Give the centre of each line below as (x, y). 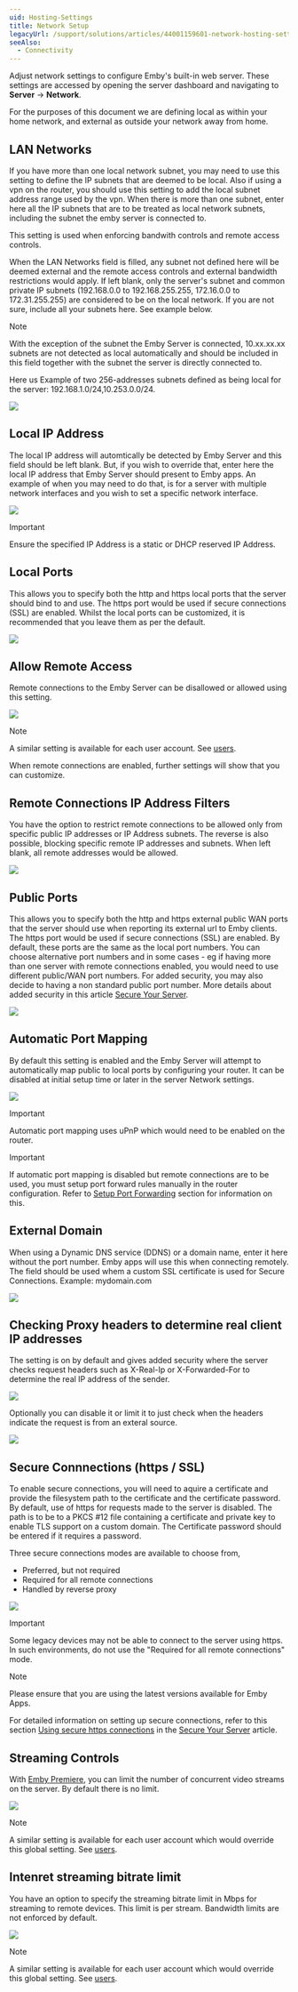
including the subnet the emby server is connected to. (108, 218)
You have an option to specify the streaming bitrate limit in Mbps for (133, 1899)
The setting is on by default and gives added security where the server (139, 1361)
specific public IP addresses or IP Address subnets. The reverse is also (139, 834)
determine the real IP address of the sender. (90, 1379)
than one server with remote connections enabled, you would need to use (144, 966)
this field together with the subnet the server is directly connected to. (136, 362)
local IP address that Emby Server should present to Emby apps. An (133, 474)
